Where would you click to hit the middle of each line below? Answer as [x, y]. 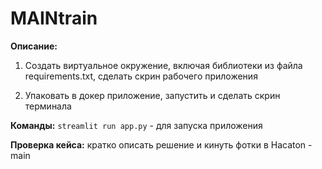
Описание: [34, 46]
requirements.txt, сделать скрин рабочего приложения [141, 76]
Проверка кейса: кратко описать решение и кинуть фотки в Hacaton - [161, 144]
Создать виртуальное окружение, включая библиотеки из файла [163, 65]
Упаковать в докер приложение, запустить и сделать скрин [152, 95]
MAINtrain [54, 18]
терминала [48, 106]
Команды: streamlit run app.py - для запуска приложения [136, 125]
